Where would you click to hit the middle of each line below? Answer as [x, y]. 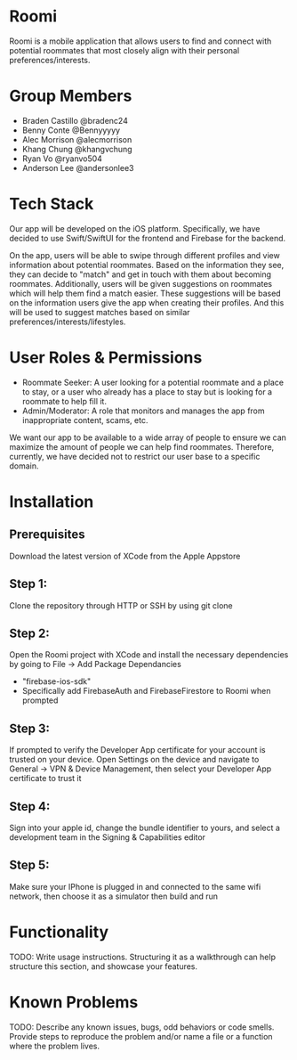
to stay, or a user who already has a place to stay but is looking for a [147, 391]
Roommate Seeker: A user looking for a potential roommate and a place [153, 382]
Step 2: [30, 633]
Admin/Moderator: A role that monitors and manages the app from [143, 411]
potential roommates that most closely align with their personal [124, 50]
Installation [52, 501]
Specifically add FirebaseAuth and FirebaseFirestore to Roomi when [146, 691]
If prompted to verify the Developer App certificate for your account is [138, 750]
